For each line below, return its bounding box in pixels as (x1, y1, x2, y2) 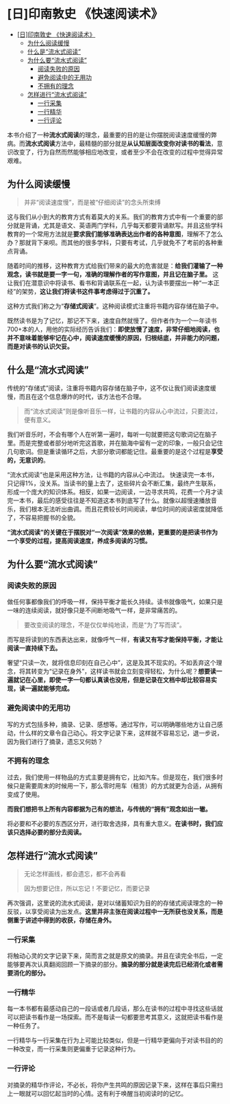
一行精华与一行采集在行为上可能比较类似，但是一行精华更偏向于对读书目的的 (7, 1036, 223, 1044)
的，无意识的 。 (7, 456, 49, 464)
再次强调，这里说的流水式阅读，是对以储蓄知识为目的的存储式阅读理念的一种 (7, 899, 223, 907)
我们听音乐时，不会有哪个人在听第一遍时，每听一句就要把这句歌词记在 (7, 430, 205, 438)
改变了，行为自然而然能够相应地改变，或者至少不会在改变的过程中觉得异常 (12, 148, 223, 156)
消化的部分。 (12, 969, 49, 977)
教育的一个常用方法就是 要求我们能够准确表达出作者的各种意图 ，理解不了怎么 (7, 229, 223, 238)
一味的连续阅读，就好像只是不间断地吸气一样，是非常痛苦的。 (7, 606, 181, 614)
